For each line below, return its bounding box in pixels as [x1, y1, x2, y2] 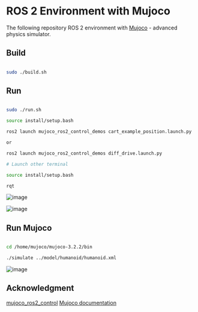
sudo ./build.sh [6, 69, 47, 75]
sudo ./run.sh [6, 107, 42, 113]
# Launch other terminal [6, 161, 68, 167]
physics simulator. [6, 30, 51, 37]
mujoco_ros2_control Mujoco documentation [6, 299, 117, 306]
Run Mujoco [6, 222, 52, 233]
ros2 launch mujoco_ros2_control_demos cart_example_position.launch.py [6, 129, 192, 135]
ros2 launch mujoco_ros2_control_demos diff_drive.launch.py [6, 150, 163, 156]
